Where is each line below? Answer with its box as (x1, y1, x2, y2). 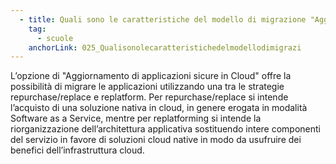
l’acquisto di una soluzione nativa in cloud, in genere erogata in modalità (10, 102, 308, 114)
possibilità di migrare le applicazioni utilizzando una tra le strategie (10, 81, 285, 93)
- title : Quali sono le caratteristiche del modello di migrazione (19, 14, 307, 25)
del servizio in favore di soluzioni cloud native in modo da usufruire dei (10, 134, 302, 146)
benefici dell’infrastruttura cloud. (10, 144, 145, 156)
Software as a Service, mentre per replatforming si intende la (10, 112, 262, 125)
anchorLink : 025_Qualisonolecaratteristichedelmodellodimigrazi (28, 42, 302, 53)
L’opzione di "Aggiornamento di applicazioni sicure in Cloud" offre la (10, 70, 292, 82)
